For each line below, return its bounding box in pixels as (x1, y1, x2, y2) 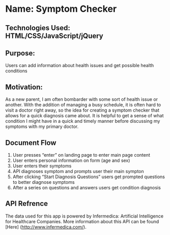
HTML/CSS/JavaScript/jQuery (5, 31, 104, 40)
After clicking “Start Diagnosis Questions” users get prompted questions (12, 174, 165, 180)
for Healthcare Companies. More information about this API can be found (5, 218, 159, 224)
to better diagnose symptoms (12, 179, 75, 185)
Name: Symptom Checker (5, 3, 117, 15)
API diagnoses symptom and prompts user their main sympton (12, 168, 144, 175)
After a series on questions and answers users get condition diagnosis (12, 185, 161, 191)
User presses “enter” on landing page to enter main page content (12, 152, 151, 158)
